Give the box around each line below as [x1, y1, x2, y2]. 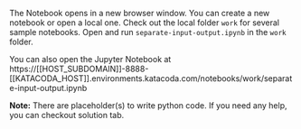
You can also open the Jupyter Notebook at [9, 54, 172, 64]
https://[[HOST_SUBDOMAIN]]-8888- [9, 63, 149, 74]
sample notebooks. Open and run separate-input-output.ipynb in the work [9, 27, 287, 37]
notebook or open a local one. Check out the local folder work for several [9, 17, 280, 28]
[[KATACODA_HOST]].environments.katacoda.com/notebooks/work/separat [9, 73, 293, 84]
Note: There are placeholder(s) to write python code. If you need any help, [9, 100, 287, 111]
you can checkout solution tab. [9, 110, 125, 120]
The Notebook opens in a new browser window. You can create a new [9, 8, 270, 18]
